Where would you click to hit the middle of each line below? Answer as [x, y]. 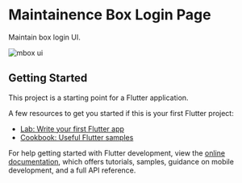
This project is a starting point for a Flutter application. [98, 98]
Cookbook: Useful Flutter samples [77, 137]
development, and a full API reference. [72, 170]
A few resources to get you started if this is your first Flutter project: [121, 113]
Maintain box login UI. [44, 37]
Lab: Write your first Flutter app [72, 129]
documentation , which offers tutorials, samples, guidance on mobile [121, 161]
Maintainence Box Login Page [110, 15]
